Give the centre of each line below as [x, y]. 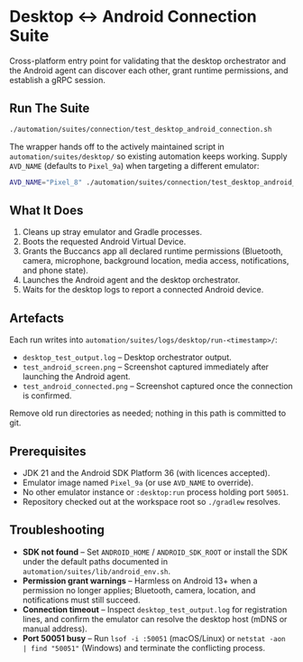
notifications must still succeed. [82, 600]
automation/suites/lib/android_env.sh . [96, 571]
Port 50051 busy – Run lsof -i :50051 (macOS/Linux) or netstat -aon [154, 638]
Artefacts [37, 318]
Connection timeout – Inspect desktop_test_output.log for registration [155, 609]
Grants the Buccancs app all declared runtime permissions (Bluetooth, [153, 251]
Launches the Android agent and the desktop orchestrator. [131, 280]
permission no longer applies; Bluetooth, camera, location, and [139, 590]
